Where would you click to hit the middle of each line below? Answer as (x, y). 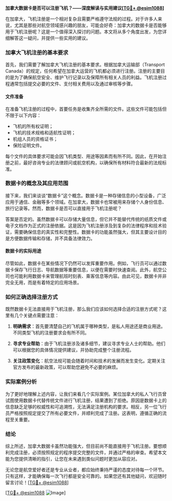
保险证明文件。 (28, 145)
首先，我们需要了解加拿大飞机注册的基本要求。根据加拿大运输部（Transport (85, 65)
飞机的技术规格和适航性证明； (44, 132)
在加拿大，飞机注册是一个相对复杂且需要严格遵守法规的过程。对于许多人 (81, 19)
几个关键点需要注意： (37, 315)
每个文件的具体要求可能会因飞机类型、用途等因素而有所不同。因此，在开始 (84, 156)
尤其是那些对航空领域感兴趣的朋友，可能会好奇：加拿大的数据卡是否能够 (90, 25)
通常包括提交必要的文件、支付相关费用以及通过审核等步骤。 (72, 84)
